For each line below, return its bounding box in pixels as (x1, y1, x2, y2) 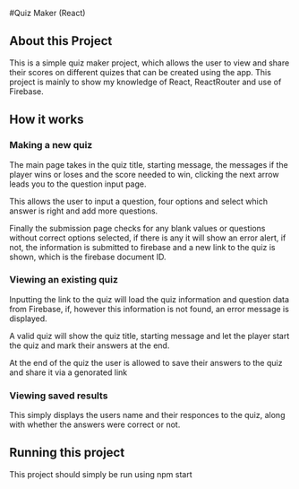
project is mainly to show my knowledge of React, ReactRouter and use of (9, 76, 282, 87)
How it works (9, 112, 84, 127)
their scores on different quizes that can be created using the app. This (9, 66, 271, 77)
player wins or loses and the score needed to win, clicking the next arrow (9, 169, 279, 179)
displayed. (9, 313, 47, 324)
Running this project (9, 445, 125, 460)
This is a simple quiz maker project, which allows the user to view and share (9, 57, 290, 68)
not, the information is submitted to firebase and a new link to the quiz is (9, 241, 276, 252)
